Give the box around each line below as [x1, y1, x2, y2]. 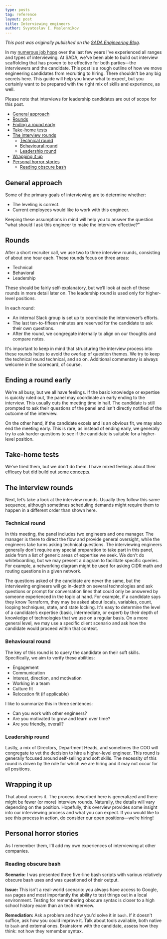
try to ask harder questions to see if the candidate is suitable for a [5, 430, 141, 437]
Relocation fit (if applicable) [12, 691, 69, 697]
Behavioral [12, 270, 35, 276]
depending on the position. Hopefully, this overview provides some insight [5, 804, 158, 810]
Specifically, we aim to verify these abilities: [5, 654, 95, 660]
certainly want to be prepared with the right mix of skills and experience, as [5, 81, 161, 87]
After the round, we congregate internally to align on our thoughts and [12, 330, 157, 336]
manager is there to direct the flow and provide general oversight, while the [5, 536, 160, 542]
